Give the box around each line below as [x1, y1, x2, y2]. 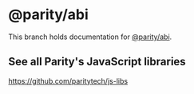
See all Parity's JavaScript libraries [8, 55, 186, 69]
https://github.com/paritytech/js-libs [8, 76, 129, 85]
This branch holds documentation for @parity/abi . [8, 32, 172, 41]
